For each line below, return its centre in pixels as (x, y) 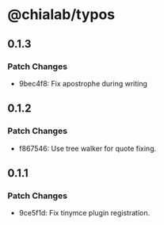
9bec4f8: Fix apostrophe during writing (83, 83)
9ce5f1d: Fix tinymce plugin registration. (84, 213)
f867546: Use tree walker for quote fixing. (88, 148)
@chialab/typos (61, 15)
